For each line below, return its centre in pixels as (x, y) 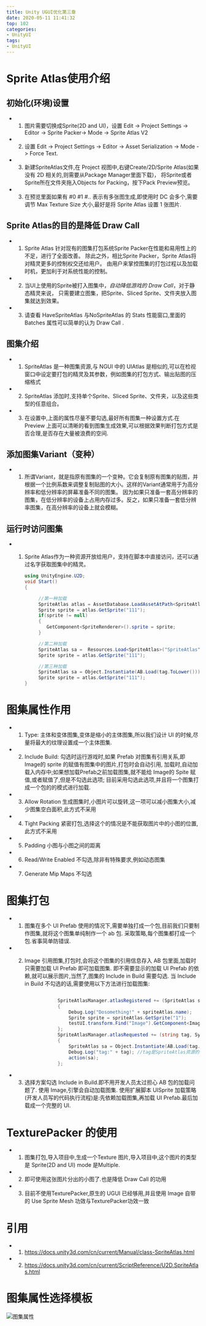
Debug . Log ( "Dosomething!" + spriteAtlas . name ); (130, 1012)
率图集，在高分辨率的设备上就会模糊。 (73, 508)
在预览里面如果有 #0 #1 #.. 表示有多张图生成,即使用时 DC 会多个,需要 (111, 197)
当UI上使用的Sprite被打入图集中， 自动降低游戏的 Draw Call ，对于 (107, 285)
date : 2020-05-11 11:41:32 (41, 18)
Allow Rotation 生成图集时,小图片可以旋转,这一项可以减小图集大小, (107, 801)
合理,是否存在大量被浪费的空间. (69, 433)
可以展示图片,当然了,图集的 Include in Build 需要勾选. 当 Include (116, 976)
